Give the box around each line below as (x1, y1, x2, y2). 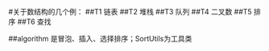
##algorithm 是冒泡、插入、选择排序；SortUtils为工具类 (8, 34, 192, 43)
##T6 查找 (17, 17, 52, 26)
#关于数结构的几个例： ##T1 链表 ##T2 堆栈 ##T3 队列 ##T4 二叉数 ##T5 (8, 7, 252, 16)
